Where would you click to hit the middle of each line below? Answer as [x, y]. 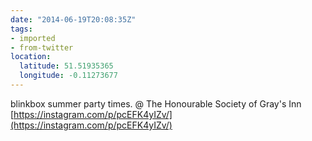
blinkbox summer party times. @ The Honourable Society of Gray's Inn [156, 103]
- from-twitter [42, 47]
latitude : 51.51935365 [66, 66]
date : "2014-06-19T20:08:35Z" [73, 19]
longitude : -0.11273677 [68, 76]
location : [31, 57]
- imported [33, 38]
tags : [21, 29]
